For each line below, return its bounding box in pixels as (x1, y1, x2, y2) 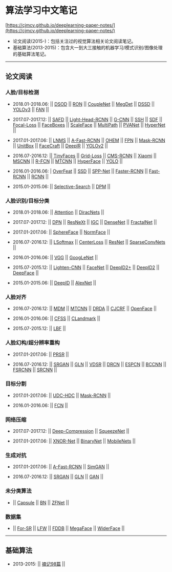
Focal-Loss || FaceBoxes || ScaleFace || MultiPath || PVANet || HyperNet (12, 122, 165, 128)
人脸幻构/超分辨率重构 (5, 339, 60, 347)
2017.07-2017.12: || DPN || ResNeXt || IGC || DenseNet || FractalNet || (12, 219, 157, 225)
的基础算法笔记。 (12, 51, 49, 57)
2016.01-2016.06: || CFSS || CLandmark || (12, 315, 100, 321)
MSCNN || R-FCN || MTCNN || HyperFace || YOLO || (12, 158, 123, 164)
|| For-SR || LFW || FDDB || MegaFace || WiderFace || (12, 525, 125, 531)
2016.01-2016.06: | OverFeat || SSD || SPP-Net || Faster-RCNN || (12, 168, 148, 174)
